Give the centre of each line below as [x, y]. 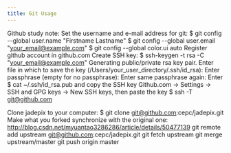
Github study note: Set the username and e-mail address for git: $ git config [114, 33]
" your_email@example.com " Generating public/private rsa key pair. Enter [111, 62]
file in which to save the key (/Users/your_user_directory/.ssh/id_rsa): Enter [113, 70]
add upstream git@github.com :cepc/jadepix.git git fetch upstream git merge [115, 134]
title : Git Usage [32, 13]
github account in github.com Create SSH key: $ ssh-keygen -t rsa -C [106, 55]
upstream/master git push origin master [63, 141]
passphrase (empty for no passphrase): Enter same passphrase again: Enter [115, 77]
